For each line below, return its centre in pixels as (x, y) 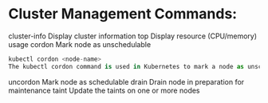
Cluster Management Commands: (123, 14)
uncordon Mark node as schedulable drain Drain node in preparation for (126, 81)
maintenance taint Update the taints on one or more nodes (104, 90)
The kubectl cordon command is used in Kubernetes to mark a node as (126, 66)
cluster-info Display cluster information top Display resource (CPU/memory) (133, 36)
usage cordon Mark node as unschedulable (80, 44)
